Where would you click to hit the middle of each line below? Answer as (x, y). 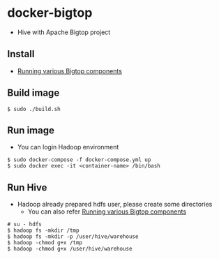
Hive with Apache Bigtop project (64, 32)
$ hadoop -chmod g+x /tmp (45, 243)
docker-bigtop (50, 13)
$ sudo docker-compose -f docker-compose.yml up (79, 160)
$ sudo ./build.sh (34, 109)
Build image (33, 93)
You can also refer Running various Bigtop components (107, 212)
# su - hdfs (24, 225)
